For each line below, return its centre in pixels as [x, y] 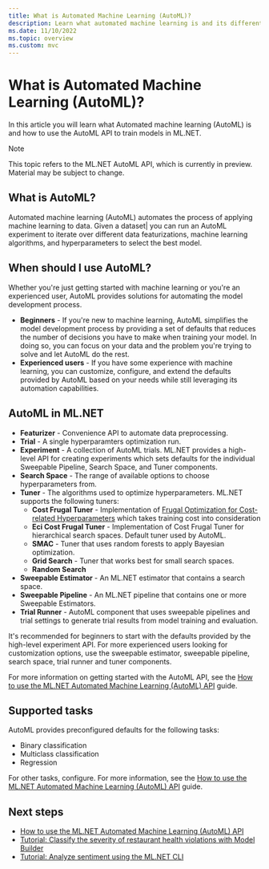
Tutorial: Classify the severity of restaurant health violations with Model [137, 840]
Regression [38, 762]
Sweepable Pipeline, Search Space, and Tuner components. [119, 467]
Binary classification [53, 745]
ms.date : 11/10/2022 [43, 30]
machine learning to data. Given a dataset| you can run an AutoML [118, 225]
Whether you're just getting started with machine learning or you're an [124, 287]
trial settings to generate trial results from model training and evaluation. [139, 620]
